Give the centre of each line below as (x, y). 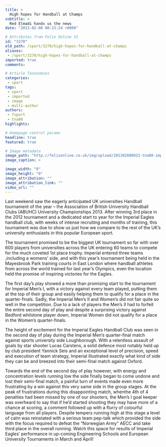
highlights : (17, 124)
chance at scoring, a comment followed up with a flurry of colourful (74, 407)
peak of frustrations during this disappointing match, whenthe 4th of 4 (77, 392)
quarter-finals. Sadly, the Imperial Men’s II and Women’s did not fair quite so (82, 299)
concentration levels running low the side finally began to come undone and (82, 376)
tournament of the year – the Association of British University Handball (77, 207)
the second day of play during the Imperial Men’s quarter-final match (75, 335)
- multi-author (23, 106)
